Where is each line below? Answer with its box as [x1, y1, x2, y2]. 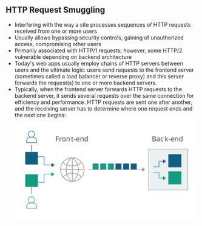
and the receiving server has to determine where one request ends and [14, 104, 193, 112]
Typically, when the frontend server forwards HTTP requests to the [14, 85, 183, 93]
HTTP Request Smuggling [5, 5, 106, 15]
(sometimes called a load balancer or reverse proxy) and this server [14, 72, 184, 80]
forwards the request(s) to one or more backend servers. [14, 79, 157, 86]
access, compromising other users [14, 40, 101, 47]
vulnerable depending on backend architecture [14, 53, 132, 60]
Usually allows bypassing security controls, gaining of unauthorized [14, 33, 184, 41]
